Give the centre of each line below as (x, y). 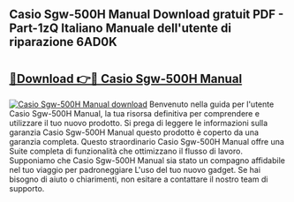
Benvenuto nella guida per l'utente (211, 104)
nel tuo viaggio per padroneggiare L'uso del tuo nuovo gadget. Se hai (135, 170)
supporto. (27, 188)
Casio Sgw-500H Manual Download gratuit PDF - (147, 15)
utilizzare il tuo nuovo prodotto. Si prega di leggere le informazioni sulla (139, 123)
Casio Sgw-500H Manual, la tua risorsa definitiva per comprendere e (135, 113)
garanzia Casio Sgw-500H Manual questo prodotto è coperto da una (134, 132)
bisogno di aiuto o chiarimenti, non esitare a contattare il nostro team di (139, 179)
